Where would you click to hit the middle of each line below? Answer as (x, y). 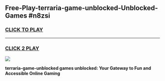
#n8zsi (40, 16)
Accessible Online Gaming (33, 73)
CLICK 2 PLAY (22, 48)
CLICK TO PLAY (24, 30)
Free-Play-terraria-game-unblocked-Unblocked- (82, 8)
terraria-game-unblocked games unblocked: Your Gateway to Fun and (78, 68)
